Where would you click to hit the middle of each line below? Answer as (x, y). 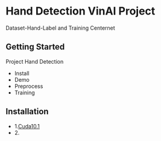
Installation (27, 112)
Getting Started (35, 47)
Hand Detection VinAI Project (80, 11)
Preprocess (29, 86)
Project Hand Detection (35, 61)
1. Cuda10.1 (27, 126)
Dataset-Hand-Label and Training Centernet (60, 28)
